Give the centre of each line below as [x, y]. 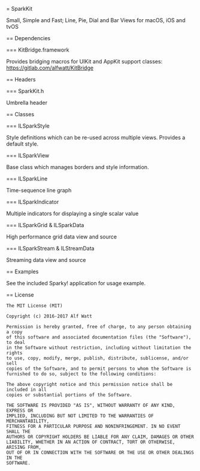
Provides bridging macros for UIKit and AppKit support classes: [84, 61]
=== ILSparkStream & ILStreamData [50, 248]
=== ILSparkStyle [28, 126]
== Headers [21, 79]
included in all [26, 390]
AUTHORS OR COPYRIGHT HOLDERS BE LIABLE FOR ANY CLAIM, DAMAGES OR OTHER [100, 437]
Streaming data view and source [46, 260]
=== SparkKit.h [25, 91]
